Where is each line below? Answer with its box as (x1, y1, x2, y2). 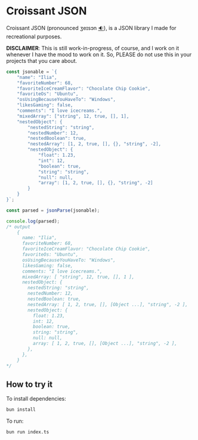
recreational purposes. (6, 33, 62, 40)
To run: (6, 417, 24, 425)
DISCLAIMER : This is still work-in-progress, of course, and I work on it (6, 44, 180, 51)
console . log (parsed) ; (6, 218, 60, 224)
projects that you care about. (6, 57, 78, 64)
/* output (6, 224, 31, 230)
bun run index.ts (6, 429, 49, 435)
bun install (6, 407, 36, 413)
